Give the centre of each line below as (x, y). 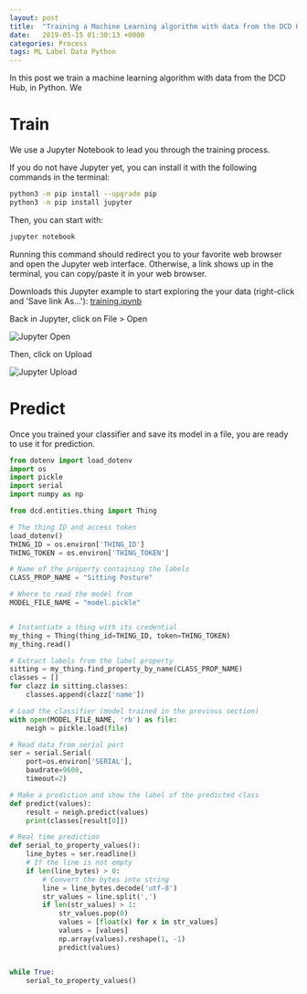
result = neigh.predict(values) (87, 812)
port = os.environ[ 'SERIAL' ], (79, 762)
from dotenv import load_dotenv (71, 460)
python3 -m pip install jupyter (71, 202)
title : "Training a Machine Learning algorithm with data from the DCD (151, 26)
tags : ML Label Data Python (63, 52)
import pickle (37, 477)
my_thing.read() (40, 644)
